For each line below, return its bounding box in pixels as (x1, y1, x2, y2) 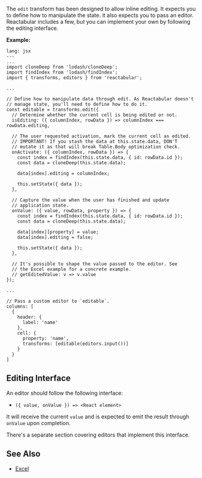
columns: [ (6, 303, 34, 310)
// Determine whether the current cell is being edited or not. (12, 112, 178, 118)
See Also (6, 449, 41, 459)
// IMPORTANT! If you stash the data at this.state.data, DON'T (12, 139, 178, 145)
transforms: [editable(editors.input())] (22, 341, 129, 347)
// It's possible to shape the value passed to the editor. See (12, 261, 178, 267)
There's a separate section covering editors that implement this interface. (6, 431, 190, 438)
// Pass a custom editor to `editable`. (6, 298, 110, 304)
